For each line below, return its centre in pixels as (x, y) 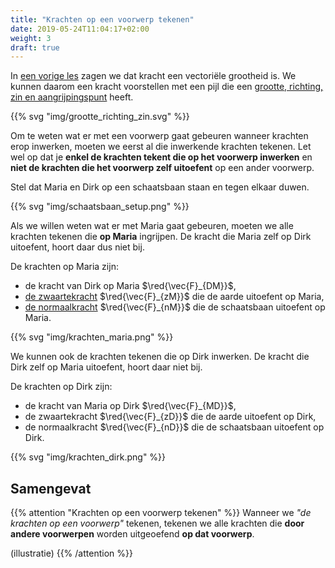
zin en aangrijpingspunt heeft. (72, 97)
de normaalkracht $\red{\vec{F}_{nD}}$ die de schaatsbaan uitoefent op (174, 427)
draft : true (35, 47)
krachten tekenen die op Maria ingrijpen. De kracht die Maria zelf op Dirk (161, 237)
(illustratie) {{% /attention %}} (71, 553)
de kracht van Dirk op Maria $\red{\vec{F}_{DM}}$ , (130, 286)
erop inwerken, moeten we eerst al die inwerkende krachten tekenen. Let (161, 147)
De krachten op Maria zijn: (64, 267)
